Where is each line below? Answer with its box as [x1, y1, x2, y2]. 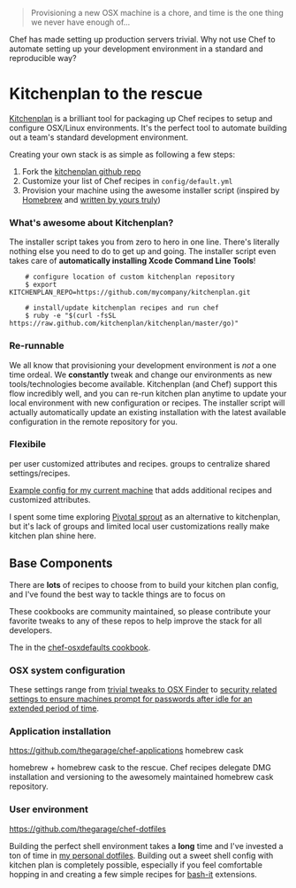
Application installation [9, 725, 111, 737]
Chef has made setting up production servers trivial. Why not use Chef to [9, 35, 276, 44]
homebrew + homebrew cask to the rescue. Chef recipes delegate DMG [9, 762, 271, 773]
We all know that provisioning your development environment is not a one [9, 359, 277, 370]
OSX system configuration [9, 664, 125, 676]
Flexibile [9, 438, 47, 451]
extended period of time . [9, 703, 100, 714]
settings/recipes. [9, 467, 71, 478]
